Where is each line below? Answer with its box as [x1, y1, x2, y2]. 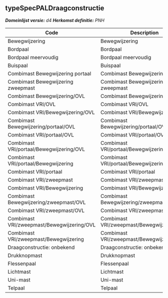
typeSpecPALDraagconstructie [5, 4, 104, 12]
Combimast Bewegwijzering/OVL [7, 92, 85, 99]
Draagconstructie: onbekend [7, 243, 75, 250]
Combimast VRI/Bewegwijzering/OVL [7, 108, 95, 115]
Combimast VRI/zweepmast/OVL [7, 207, 85, 214]
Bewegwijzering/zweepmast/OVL [7, 198, 86, 205]
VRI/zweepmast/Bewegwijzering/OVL [7, 221, 96, 228]
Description [130, 29, 159, 36]
